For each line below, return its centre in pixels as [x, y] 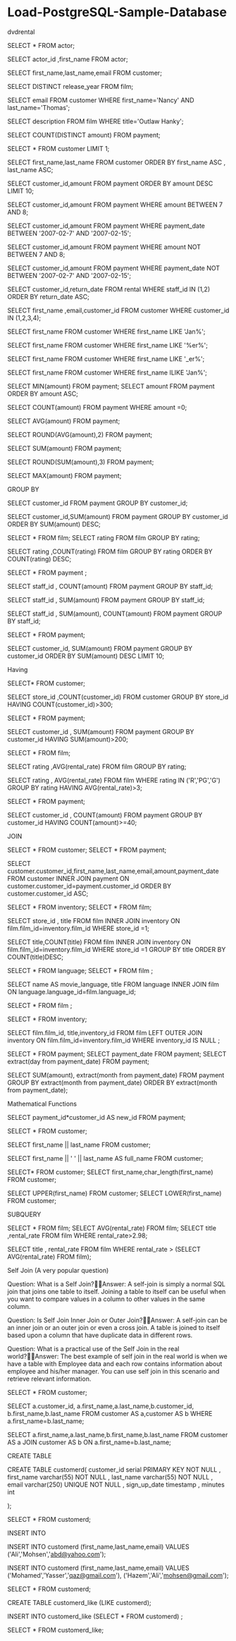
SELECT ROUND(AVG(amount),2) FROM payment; [80, 434]
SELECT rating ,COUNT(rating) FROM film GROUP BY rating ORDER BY [110, 551]
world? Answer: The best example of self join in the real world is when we [117, 1356]
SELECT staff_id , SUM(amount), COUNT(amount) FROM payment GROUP [115, 614]
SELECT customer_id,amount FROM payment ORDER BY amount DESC [110, 183]
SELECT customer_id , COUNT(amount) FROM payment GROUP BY [105, 815]
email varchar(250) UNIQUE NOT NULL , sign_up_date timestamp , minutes [116, 1484]
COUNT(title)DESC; [36, 957]
